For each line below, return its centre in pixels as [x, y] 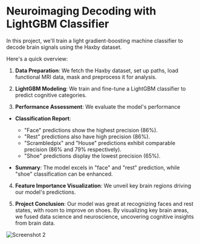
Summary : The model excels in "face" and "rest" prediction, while [97, 167]
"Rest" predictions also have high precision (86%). [87, 136]
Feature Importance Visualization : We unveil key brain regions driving [103, 185]
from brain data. [35, 223]
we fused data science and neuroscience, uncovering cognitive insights [105, 216]
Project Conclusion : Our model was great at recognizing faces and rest [104, 204]
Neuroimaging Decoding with [81, 11]
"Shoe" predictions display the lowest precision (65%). [92, 156]
